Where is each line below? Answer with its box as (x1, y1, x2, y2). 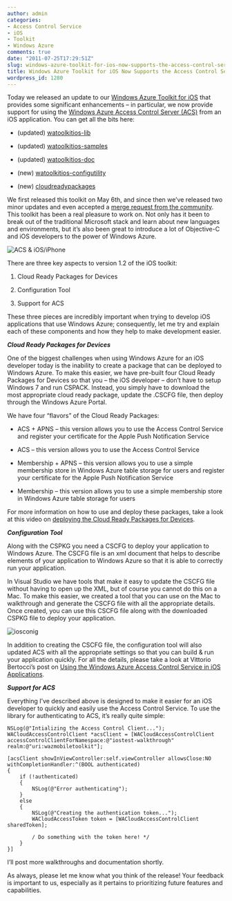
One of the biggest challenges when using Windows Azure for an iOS (7, 354, 204, 363)
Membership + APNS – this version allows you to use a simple (17, 459, 193, 467)
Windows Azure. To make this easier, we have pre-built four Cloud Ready (7, 369, 215, 377)
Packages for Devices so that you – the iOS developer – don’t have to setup (7, 376, 222, 384)
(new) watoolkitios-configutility (17, 169, 106, 177)
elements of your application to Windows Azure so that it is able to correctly (7, 557, 223, 565)
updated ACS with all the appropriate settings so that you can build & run (7, 648, 214, 656)
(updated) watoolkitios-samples (17, 142, 108, 151)
